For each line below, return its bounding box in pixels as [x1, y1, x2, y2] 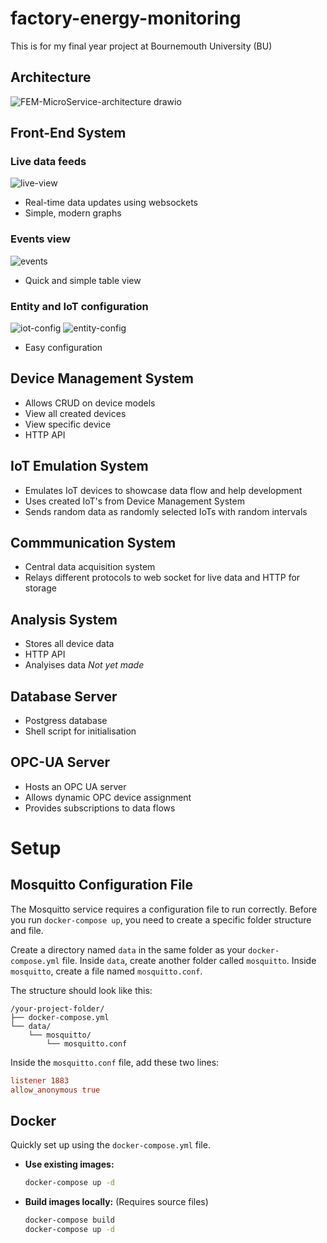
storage [24, 582, 57, 594]
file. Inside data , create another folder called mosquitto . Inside [61, 954, 317, 966]
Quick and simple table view [24, 274, 142, 286]
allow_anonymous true [10, 1085, 101, 1095]
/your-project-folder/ [10, 1003, 105, 1014]
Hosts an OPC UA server [24, 780, 127, 792]
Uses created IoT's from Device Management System [24, 495, 245, 507]
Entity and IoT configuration [10, 299, 149, 313]
